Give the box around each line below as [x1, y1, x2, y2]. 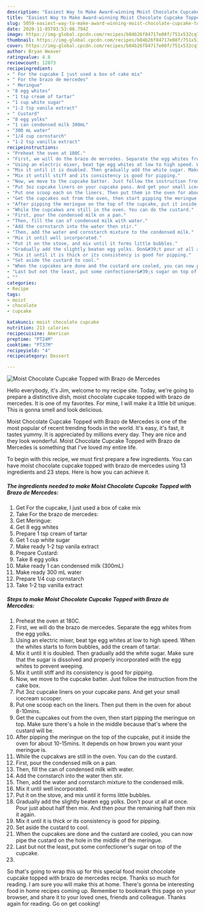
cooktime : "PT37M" [7, 341, 53, 348]
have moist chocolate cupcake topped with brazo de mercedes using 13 [7, 462, 186, 470]
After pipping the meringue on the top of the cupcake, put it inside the [15, 733, 190, 741]
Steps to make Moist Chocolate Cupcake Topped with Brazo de [7, 595, 169, 603]
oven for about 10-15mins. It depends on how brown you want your [15, 740, 183, 747]
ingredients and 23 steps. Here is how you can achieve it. [7, 468, 150, 476]
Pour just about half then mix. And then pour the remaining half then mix [15, 804, 196, 812]
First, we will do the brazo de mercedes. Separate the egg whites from [15, 624, 191, 631]
